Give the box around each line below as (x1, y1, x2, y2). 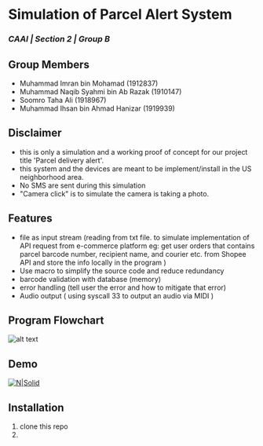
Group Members (8, 57, 90, 71)
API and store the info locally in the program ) (19, 258, 166, 267)
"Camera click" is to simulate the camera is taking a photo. (19, 188, 210, 198)
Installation (8, 400, 64, 414)
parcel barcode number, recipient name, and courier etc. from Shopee (19, 249, 247, 258)
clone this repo (19, 422, 68, 431)
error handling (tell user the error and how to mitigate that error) (19, 283, 226, 292)
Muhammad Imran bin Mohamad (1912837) (19, 79, 159, 88)
